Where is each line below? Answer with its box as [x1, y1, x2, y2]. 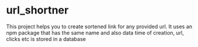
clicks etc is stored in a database [6, 35, 86, 42]
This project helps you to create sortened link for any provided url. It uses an [6, 23, 193, 30]
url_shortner [6, 4, 69, 17]
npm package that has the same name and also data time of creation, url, [6, 29, 184, 36]
